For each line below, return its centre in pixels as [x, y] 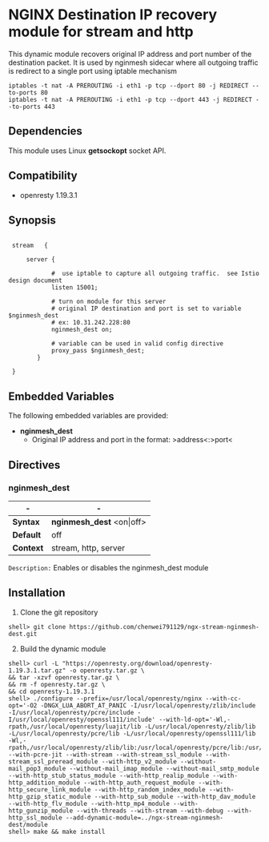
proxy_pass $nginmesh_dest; [98, 351]
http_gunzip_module [41, 811]
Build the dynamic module [63, 649]
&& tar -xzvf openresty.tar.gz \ [64, 677]
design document [35, 281]
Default [27, 534]
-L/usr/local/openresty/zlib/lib [200, 727]
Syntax [26, 522]
